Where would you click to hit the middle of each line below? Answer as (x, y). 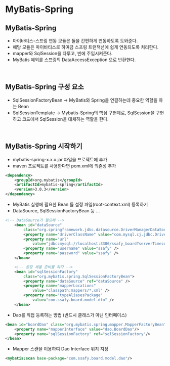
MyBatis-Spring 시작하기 (44, 146)
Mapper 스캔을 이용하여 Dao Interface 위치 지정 (60, 349)
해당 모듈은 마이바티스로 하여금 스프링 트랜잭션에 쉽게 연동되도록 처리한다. (86, 47)
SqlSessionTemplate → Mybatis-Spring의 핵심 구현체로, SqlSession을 (83, 113)
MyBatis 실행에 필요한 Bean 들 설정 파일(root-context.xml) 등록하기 (80, 204)
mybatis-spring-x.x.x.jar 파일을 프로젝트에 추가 (60, 159)
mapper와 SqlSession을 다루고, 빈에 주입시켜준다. (62, 53)
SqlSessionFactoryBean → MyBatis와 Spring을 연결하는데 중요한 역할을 (85, 100)
